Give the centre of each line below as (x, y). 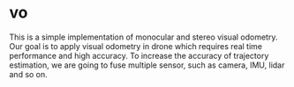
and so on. (29, 74)
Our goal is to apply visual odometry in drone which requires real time (136, 46)
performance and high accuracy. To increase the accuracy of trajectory (139, 55)
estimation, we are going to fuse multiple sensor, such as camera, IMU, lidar (147, 65)
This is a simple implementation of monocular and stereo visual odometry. (143, 37)
